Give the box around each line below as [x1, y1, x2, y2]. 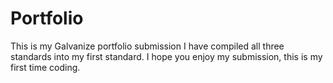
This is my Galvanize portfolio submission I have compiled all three [10, 40, 285, 52]
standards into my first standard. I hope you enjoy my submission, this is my [10, 50, 323, 62]
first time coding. [10, 61, 81, 73]
